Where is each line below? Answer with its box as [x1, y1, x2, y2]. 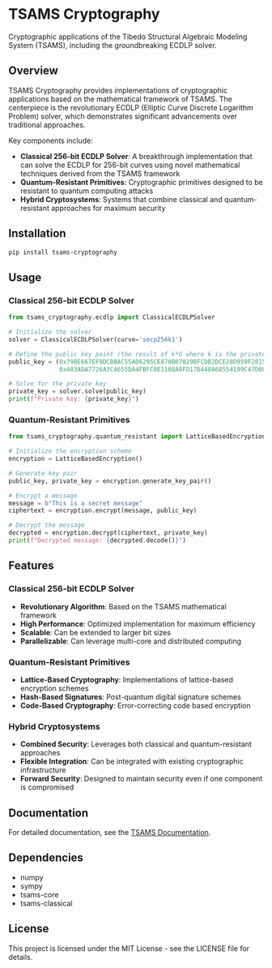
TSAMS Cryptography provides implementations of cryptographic [8, 85, 228, 95]
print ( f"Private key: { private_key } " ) [8, 395, 139, 403]
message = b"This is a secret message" [8, 499, 143, 507]
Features [8, 559, 54, 573]
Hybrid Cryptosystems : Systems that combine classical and [19, 194, 223, 204]
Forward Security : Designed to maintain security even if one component [19, 774, 263, 784]
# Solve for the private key [8, 380, 107, 388]
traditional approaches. [8, 119, 86, 130]
